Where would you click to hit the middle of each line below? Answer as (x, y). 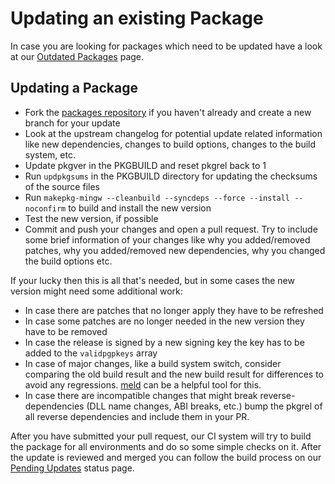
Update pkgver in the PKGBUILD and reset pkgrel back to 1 (145, 165)
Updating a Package (74, 88)
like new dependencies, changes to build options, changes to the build (170, 144)
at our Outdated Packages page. (77, 56)
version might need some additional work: (96, 291)
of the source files (62, 186)
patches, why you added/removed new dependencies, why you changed (175, 250)
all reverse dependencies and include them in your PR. (137, 416)
